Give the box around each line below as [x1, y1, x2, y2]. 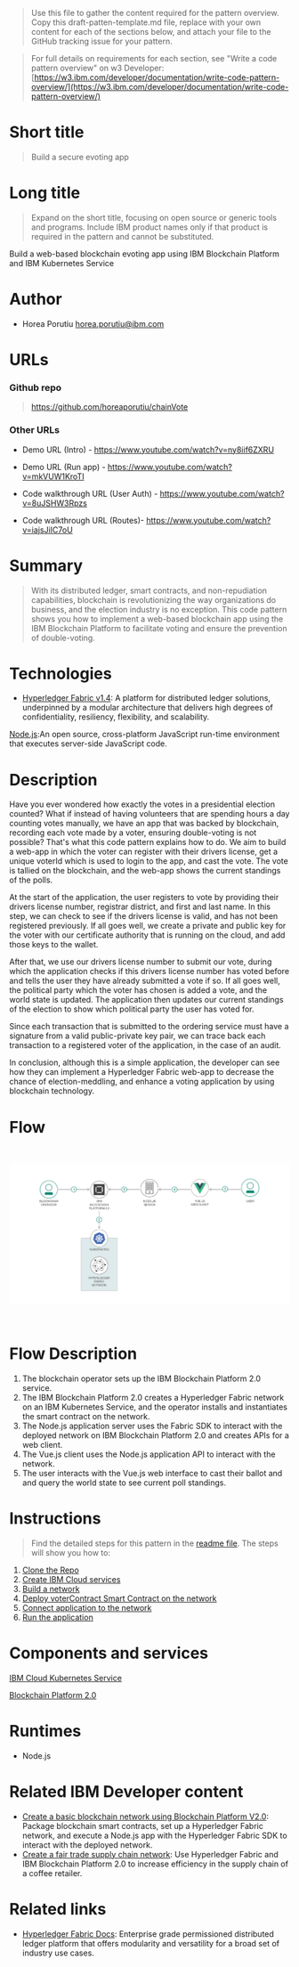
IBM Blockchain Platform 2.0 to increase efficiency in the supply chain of [21, 1858, 289, 1869]
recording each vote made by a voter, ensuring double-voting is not [9, 827, 257, 838]
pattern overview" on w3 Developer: [30, 62, 165, 73]
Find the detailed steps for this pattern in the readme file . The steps [30, 1538, 279, 1548]
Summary [9, 556, 83, 575]
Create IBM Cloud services [21, 1573, 121, 1584]
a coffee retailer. [21, 1867, 83, 1878]
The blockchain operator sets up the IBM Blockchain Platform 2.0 [21, 1373, 261, 1384]
